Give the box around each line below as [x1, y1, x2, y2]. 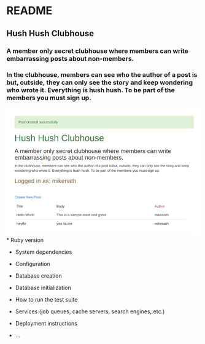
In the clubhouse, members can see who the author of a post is [6, 71, 198, 79]
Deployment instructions [15, 320, 78, 327]
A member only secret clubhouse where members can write [6, 47, 189, 55]
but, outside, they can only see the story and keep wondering [6, 78, 193, 87]
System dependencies [15, 248, 72, 256]
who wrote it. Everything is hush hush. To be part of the [6, 86, 175, 95]
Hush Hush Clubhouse [6, 28, 94, 39]
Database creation [15, 272, 63, 279]
